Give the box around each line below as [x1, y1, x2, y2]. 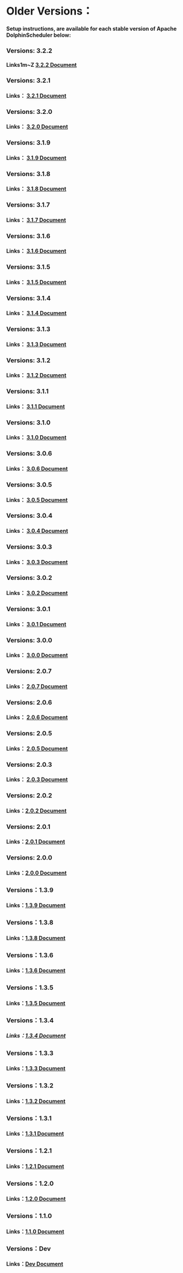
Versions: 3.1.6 [6, 231, 51, 240]
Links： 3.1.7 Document [6, 216, 66, 224]
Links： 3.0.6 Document [6, 465, 68, 472]
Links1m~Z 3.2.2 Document [6, 61, 77, 69]
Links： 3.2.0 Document [6, 123, 68, 130]
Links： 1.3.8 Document [6, 934, 66, 941]
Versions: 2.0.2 [6, 791, 52, 800]
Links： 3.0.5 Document [6, 496, 68, 503]
